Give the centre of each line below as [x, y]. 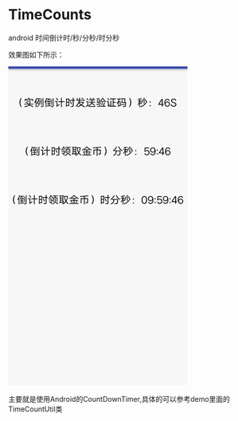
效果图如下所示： [36, 54]
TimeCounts [50, 15]
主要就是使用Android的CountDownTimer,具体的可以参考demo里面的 [119, 399]
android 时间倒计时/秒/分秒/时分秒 [64, 37]
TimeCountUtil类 [35, 409]
